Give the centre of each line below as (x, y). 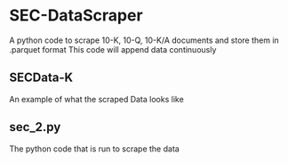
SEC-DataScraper (76, 16)
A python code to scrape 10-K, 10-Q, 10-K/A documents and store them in (144, 40)
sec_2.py (35, 127)
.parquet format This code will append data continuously (113, 49)
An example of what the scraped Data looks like (96, 99)
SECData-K (41, 78)
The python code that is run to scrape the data (94, 149)
